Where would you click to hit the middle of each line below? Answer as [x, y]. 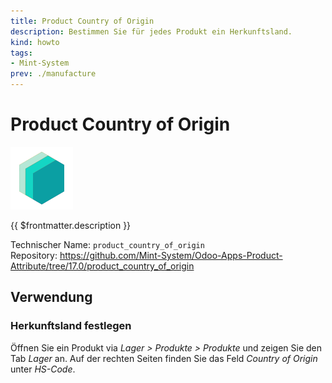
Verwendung [51, 297]
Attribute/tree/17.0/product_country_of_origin [102, 266]
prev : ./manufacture [53, 74]
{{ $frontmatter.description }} [71, 225]
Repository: [34, 255]
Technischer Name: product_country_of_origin [107, 244]
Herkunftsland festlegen [71, 326]
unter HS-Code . [43, 369]
